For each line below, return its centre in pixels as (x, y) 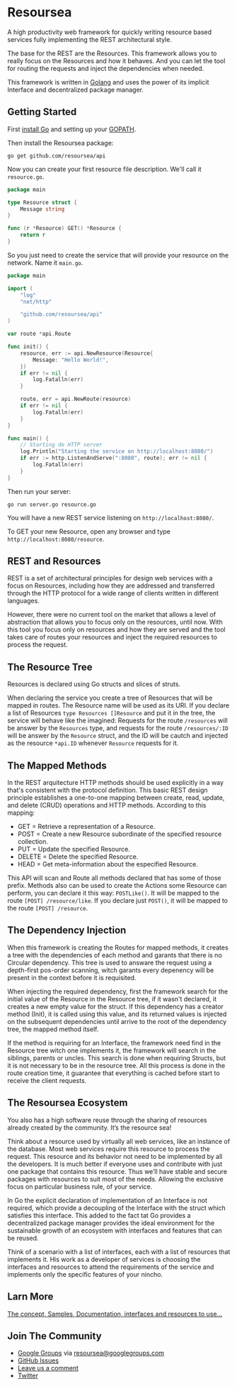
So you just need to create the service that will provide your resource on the (118, 255)
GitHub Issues (38, 1360)
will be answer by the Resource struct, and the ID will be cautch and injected (118, 736)
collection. (33, 842)
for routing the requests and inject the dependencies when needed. (106, 68)
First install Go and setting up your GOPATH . (72, 129)
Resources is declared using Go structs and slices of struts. (94, 684)
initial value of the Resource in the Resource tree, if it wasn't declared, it (112, 999)
